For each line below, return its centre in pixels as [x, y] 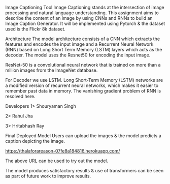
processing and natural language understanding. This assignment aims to [82, 13]
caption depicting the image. [35, 141]
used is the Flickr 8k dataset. [36, 29]
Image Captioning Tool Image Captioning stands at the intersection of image [85, 7]
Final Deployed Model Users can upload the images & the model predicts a [83, 136]
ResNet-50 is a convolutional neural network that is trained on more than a [83, 65]
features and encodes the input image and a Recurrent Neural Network [79, 44]
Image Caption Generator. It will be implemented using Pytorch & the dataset [85, 23]
